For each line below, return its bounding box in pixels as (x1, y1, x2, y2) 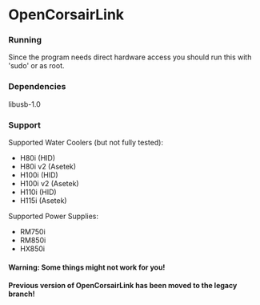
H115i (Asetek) (19, 196, 67, 205)
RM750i (19, 227, 46, 237)
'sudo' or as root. (8, 61, 65, 71)
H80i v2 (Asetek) (19, 162, 77, 172)
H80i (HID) (19, 153, 56, 163)
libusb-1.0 (8, 99, 42, 109)
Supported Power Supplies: (8, 211, 98, 222)
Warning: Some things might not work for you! (8, 262, 166, 272)
